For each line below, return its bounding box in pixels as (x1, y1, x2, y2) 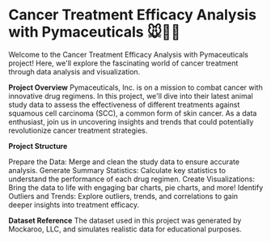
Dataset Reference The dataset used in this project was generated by (8, 215, 242, 225)
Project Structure (8, 141, 68, 151)
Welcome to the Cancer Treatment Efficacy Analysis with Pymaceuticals (8, 49, 249, 59)
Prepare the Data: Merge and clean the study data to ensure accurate (8, 156, 240, 167)
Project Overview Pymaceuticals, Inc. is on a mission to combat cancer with (8, 83, 263, 92)
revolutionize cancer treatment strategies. (8, 125, 148, 135)
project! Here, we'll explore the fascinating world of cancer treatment (8, 58, 239, 68)
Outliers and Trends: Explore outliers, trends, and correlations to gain (8, 191, 239, 201)
